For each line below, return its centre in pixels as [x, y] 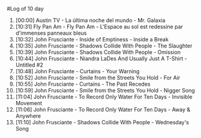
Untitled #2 [29, 65]
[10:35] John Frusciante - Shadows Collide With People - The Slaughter [104, 46]
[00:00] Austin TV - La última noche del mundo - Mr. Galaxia [90, 20]
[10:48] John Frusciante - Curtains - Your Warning [77, 71]
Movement [29, 103]
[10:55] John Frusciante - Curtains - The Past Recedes [83, 84]
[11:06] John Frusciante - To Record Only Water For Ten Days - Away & [103, 109]
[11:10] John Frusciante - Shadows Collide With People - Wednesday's [102, 122]
